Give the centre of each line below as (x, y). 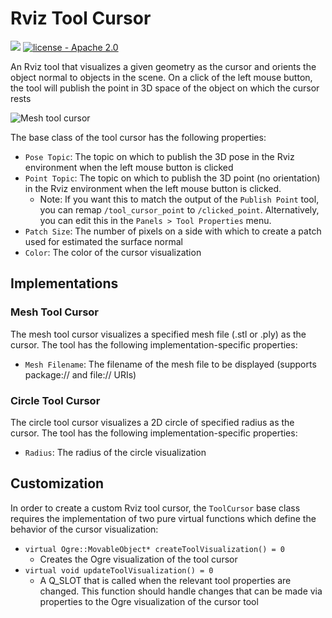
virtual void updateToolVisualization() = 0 (119, 570)
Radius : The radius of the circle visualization (115, 452)
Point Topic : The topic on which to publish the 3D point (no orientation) (172, 178)
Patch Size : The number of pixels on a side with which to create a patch (173, 231)
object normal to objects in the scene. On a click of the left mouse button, (161, 77)
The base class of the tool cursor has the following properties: (138, 137)
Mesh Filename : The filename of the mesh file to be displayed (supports (170, 364)
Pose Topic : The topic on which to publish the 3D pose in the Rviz (159, 156)
